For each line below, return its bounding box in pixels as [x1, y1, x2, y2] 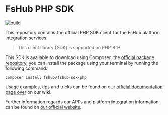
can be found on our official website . [5, 104, 82, 110]
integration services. [5, 35, 48, 41]
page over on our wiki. [5, 89, 52, 95]
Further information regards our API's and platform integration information [5, 99, 159, 105]
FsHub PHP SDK [5, 3, 74, 15]
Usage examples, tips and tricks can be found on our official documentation [5, 84, 163, 90]
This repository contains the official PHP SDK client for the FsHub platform [5, 29, 160, 35]
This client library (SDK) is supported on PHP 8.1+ [17, 44, 121, 50]
